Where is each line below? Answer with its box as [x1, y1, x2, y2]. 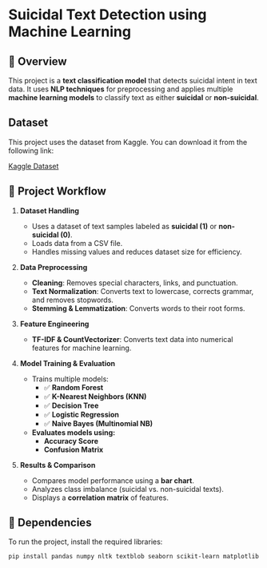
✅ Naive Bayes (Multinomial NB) [43, 418, 153, 428]
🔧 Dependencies [8, 516, 92, 530]
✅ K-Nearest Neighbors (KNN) [43, 391, 147, 401]
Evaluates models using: [31, 427, 116, 437]
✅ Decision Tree [43, 401, 99, 410]
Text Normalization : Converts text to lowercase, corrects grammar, [31, 286, 254, 296]
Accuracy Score [43, 436, 98, 445]
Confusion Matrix [43, 445, 104, 454]
